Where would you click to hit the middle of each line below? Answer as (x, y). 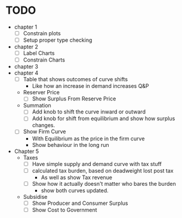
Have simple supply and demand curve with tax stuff (97, 164)
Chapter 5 (27, 151)
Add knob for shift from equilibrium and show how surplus (104, 119)
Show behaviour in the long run (70, 145)
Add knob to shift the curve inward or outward (89, 112)
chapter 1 (26, 27)
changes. (43, 125)
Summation (37, 106)
